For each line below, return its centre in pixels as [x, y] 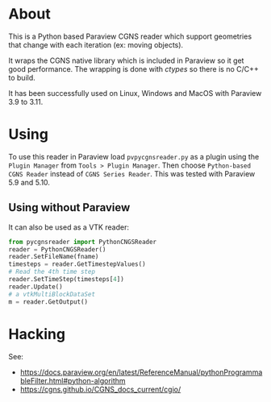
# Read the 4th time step [52, 272]
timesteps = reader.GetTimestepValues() [77, 264]
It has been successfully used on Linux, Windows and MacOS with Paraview [135, 93]
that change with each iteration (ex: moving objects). [96, 44]
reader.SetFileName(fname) [54, 257]
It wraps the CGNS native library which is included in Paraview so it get [126, 60]
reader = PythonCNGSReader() [57, 249]
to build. [22, 77]
